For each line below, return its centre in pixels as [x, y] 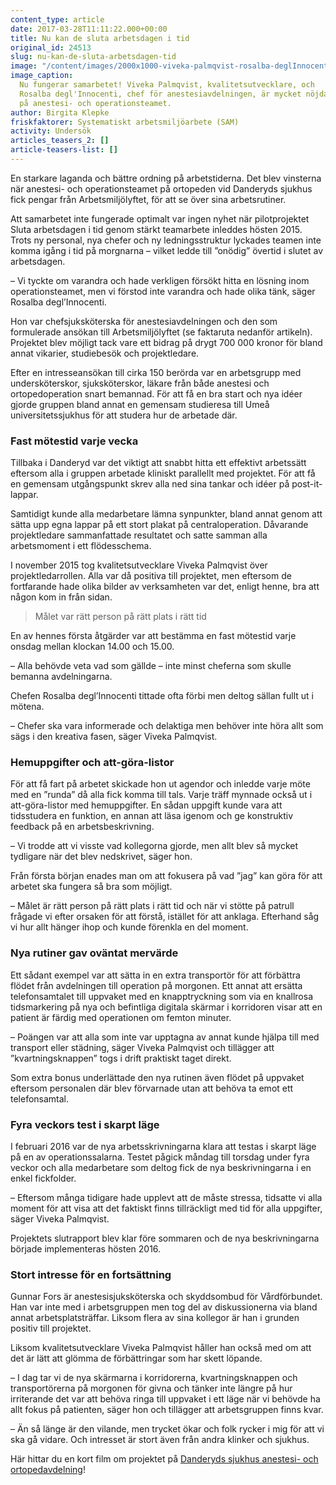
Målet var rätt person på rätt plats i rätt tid [120, 617]
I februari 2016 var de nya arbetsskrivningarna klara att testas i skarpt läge [163, 1147]
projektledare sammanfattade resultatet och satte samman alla [139, 535]
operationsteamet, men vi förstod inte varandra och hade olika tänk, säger [163, 291]
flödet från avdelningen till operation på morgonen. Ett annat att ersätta [156, 985]
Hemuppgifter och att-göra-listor [92, 763]
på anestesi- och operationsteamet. [95, 103]
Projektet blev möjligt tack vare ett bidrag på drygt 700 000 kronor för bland [166, 342]
